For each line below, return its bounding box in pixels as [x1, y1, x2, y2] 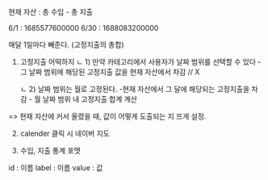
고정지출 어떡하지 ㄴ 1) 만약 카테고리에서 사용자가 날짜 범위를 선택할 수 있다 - [19, 57, 262, 66]
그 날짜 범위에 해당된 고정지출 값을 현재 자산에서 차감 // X [19, 67, 200, 77]
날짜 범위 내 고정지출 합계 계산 [42, 94, 137, 103]
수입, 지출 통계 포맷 [19, 146, 81, 155]
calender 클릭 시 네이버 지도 [19, 128, 111, 138]
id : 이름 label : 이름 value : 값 [8, 163, 103, 172]
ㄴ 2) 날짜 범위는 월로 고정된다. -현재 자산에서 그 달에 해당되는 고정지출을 [19, 84, 250, 94]
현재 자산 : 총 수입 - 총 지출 [8, 7, 93, 16]
